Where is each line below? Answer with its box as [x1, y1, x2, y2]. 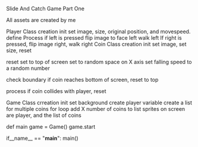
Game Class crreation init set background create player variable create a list [6, 99, 192, 106]
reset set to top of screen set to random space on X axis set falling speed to [6, 59, 192, 65]
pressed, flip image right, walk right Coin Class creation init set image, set [6, 41, 187, 47]
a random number [6, 65, 51, 72]
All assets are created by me [6, 17, 76, 23]
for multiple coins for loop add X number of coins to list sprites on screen [6, 106, 186, 112]
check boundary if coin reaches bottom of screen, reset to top [6, 76, 159, 83]
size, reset [6, 47, 32, 54]
